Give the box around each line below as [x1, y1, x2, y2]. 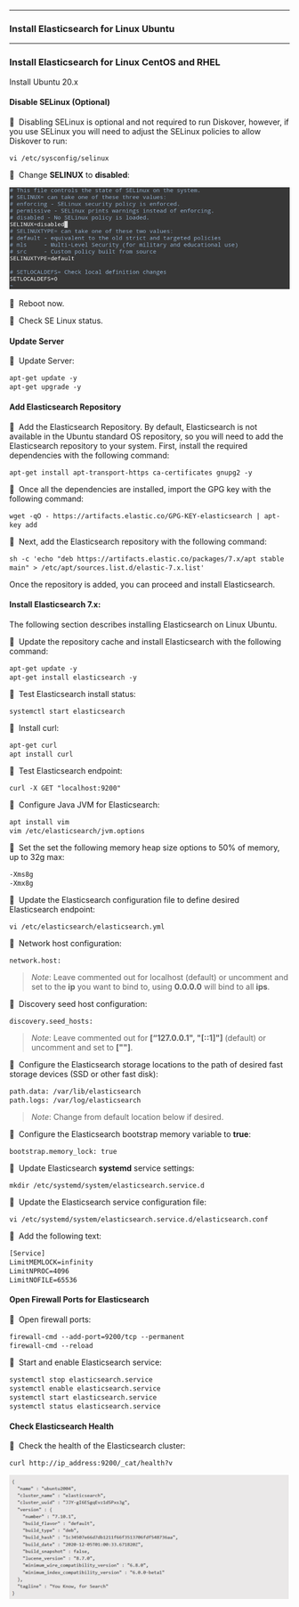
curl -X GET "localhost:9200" [9, 783, 122, 792]
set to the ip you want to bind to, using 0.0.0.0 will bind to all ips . [30, 981, 271, 992]
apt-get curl [9, 741, 58, 750]
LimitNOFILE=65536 [9, 1275, 77, 1285]
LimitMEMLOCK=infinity [9, 1257, 93, 1267]
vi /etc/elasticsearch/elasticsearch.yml [9, 922, 166, 931]
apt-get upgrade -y [9, 383, 82, 392]
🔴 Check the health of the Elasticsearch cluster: [9, 1441, 186, 1451]
